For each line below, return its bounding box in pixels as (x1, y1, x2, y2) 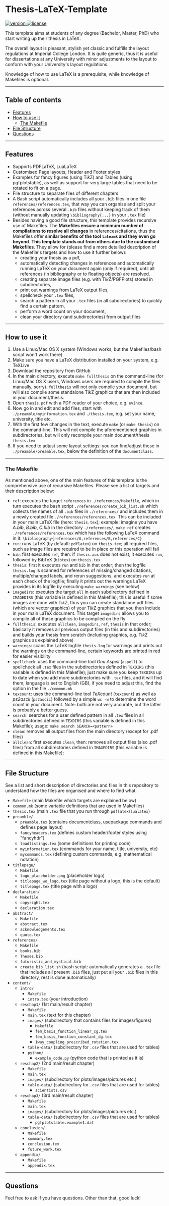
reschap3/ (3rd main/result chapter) (20, 1092, 94, 1098)
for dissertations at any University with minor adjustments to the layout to (5, 56, 157, 62)
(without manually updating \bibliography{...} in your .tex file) (12, 212, 146, 218)
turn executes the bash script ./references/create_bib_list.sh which (12, 503, 158, 509)
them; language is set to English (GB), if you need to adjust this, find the (12, 680, 161, 686)
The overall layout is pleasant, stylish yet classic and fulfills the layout (5, 45, 149, 51)
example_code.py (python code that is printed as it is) (35, 1055, 144, 1061)
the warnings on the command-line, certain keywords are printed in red (12, 648, 160, 654)
